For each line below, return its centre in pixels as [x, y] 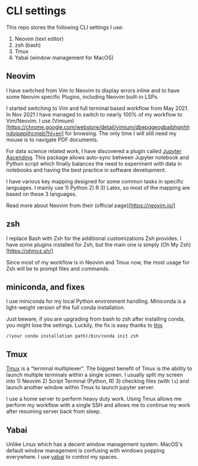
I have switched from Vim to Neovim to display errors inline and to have [93, 90]
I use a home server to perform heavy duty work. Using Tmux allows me [94, 399]
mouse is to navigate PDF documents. [52, 140]
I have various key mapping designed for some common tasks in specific [95, 181]
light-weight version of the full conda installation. [66, 308]
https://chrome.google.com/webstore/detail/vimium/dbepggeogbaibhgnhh [99, 127]
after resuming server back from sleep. [54, 412]
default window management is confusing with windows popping [85, 450]
